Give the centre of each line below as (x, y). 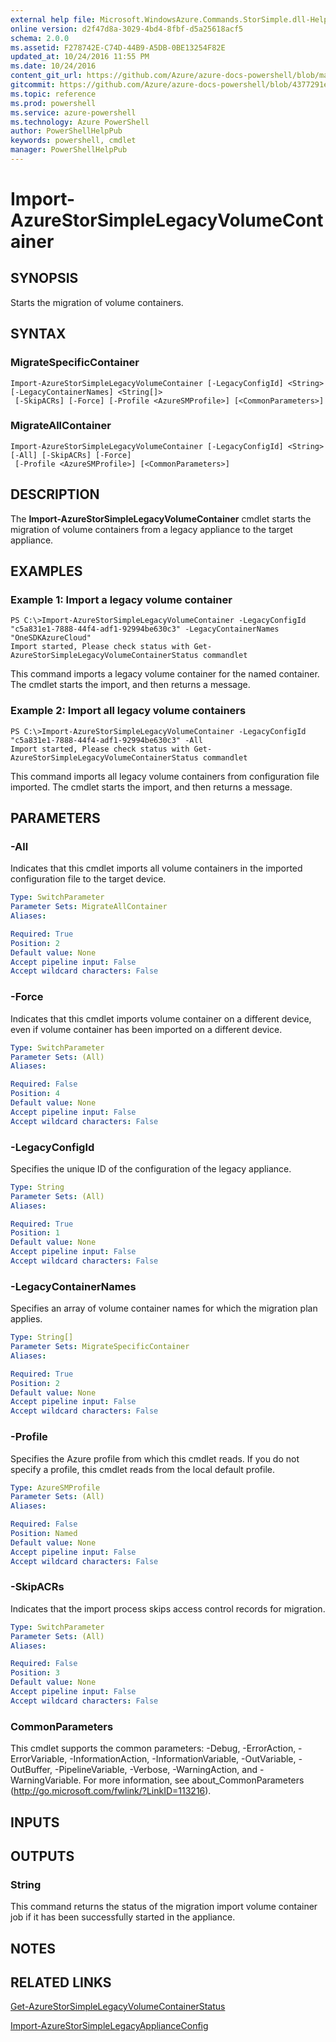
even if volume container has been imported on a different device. (146, 1029)
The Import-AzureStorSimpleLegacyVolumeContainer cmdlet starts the (161, 518)
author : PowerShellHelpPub (66, 131)
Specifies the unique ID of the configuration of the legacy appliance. (151, 1168)
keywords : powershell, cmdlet (73, 141)
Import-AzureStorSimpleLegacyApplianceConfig (109, 2026)
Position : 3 (35, 1673)
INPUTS (35, 1822)
